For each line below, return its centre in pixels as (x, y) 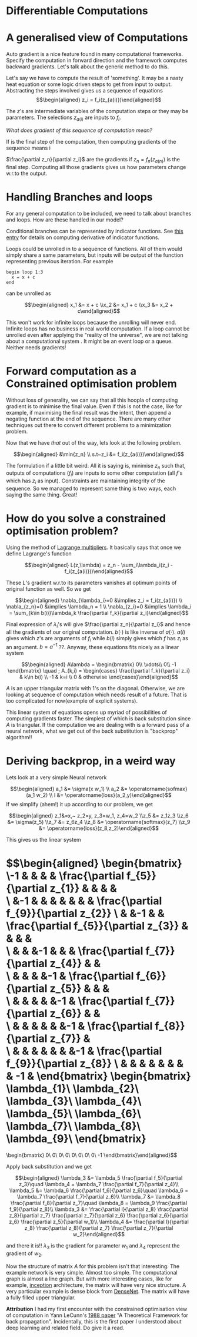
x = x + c (23, 277)
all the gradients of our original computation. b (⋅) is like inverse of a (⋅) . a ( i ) (96, 632)
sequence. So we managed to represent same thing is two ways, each (91, 488)
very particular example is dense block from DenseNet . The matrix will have (98, 1291)
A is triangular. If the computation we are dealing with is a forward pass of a (98, 725)
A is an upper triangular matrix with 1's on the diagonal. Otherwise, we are (96, 689)
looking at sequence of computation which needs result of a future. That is (96, 695)
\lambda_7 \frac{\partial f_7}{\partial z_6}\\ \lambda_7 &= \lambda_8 (99, 1197)
